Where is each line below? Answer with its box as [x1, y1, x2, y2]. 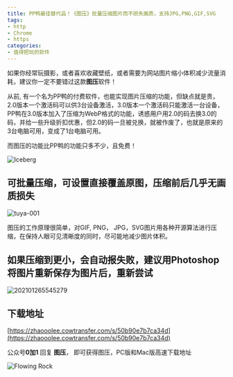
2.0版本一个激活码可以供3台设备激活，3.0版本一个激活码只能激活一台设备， [7, 100, 224, 109]
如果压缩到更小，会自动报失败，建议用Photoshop [7, 254, 220, 266]
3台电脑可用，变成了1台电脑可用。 [7, 126, 105, 135]
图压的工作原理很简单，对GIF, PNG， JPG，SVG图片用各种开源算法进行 [7, 223, 212, 231]
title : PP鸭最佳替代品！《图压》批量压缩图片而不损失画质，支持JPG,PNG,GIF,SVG [7, 10, 216, 17]
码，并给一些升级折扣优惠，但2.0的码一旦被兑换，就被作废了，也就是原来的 [7, 118, 223, 126]
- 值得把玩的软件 [7, 49, 50, 56]
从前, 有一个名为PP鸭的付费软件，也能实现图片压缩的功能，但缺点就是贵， [7, 91, 219, 100]
